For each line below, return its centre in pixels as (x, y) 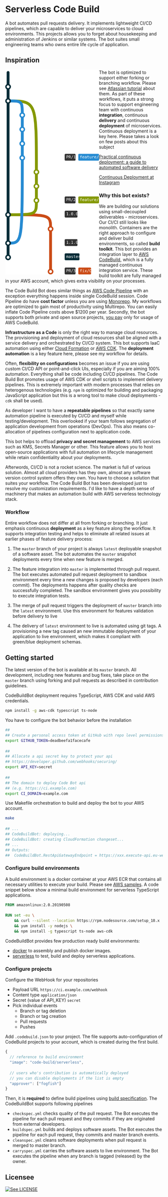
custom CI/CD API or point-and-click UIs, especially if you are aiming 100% (83, 369)
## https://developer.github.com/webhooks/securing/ (61, 762)
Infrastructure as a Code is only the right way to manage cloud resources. (82, 333)
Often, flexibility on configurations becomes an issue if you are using (77, 363)
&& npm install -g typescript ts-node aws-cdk (63, 932)
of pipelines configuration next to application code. (79, 432)
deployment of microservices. (130, 125)
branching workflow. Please (128, 83)
